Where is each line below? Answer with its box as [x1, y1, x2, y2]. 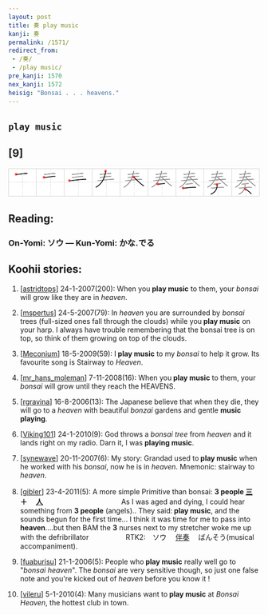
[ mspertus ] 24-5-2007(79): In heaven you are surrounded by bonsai [19, 308, 245, 317]
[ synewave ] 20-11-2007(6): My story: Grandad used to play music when [19, 453, 258, 463]
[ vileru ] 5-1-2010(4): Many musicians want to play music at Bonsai [19, 589, 239, 599]
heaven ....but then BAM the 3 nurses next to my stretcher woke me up [19, 522, 252, 532]
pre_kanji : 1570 [8, 72, 62, 80]
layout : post [8, 13, 52, 21]
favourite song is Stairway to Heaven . [19, 357, 144, 367]
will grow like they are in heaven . [19, 292, 128, 302]
